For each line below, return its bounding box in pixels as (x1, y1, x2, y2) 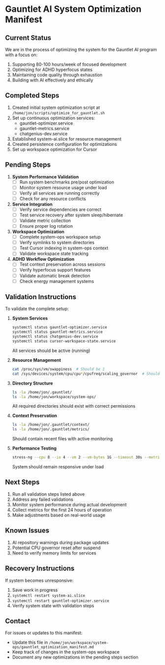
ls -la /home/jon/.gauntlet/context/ (12, 422, 90, 427)
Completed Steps (5, 91, 59, 100)
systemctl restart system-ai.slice (12, 593, 85, 598)
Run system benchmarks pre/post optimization (19, 179, 114, 185)
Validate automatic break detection (19, 273, 90, 279)
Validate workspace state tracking (19, 250, 89, 257)
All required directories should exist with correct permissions (12, 403, 136, 409)
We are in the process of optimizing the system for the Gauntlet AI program (5, 47, 157, 52)
